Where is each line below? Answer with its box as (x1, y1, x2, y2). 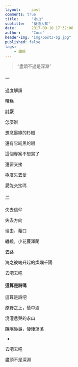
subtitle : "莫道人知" (5, 21, 51, 26)
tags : (5, 44, 16, 49)
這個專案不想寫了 (5, 150, 40, 156)
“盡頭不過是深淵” (17, 63, 52, 69)
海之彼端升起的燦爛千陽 (5, 259, 52, 265)
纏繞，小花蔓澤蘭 (5, 238, 40, 244)
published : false (5, 40, 41, 45)
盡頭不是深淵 (5, 357, 31, 363)
